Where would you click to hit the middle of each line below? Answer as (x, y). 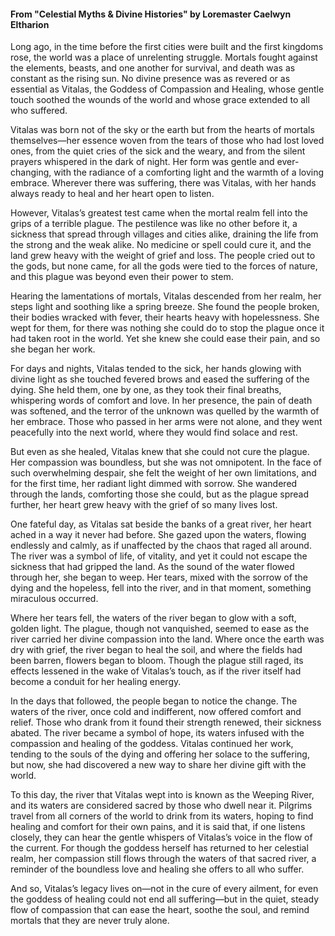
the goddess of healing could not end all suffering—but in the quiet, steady (165, 899)
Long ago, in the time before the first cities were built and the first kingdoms (167, 47)
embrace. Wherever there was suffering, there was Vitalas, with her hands (163, 183)
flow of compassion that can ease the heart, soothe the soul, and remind (160, 910)
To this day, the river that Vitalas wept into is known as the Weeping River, (162, 795)
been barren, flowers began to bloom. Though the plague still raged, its (157, 661)
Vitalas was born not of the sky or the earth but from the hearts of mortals (162, 130)
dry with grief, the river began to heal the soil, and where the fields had (156, 650)
